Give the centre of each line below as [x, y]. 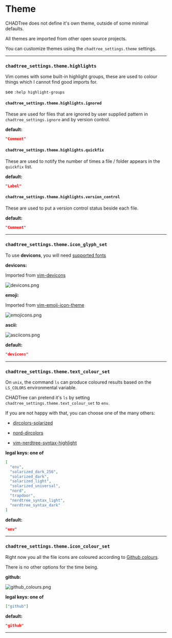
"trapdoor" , [23, 496]
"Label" [14, 186]
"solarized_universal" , [35, 486]
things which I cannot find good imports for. [51, 82]
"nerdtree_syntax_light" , [38, 500]
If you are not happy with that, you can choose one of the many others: [80, 413]
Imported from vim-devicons [36, 275]
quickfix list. [19, 166]
